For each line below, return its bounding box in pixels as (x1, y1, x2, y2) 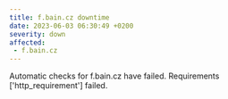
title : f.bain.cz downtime (9, 12, 110, 22)
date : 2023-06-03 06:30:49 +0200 (9, 21, 134, 30)
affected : (9, 37, 46, 47)
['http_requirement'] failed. (9, 80, 108, 91)
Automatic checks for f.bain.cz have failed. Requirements (9, 70, 220, 81)
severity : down (9, 29, 66, 38)
